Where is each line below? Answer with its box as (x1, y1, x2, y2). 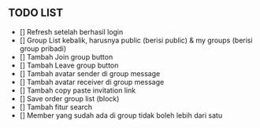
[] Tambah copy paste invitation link (19, 86, 136, 95)
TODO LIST (8, 6, 64, 20)
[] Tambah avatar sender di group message (19, 68, 161, 78)
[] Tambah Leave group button (19, 60, 119, 70)
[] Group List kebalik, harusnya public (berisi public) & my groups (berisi (19, 35, 254, 45)
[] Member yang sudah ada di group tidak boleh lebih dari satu (19, 110, 223, 120)
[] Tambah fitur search (19, 102, 93, 112)
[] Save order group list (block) (19, 93, 120, 103)
